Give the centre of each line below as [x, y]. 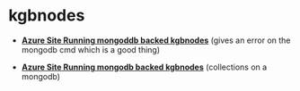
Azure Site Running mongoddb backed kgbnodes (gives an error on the [156, 40]
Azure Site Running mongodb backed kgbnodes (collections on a [144, 67]
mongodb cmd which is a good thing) [91, 49]
